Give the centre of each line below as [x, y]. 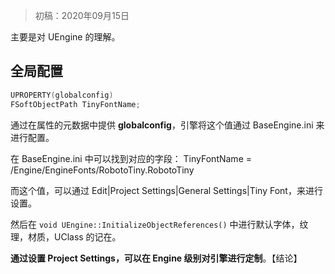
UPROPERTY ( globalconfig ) [62, 95]
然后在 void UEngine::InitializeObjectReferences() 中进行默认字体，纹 [159, 224]
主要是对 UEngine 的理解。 [65, 37]
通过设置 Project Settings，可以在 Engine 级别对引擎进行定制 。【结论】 [156, 258]
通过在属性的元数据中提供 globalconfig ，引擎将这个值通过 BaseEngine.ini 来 [167, 125]
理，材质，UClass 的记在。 [66, 236]
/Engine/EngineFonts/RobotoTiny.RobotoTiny [102, 170]
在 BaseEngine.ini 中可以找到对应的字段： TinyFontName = [131, 158]
